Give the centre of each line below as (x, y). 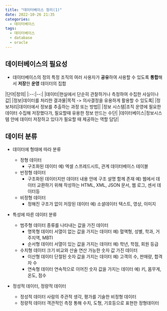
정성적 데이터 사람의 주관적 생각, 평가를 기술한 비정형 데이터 (78, 297)
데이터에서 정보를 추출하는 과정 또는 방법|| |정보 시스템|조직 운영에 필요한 (90, 106)
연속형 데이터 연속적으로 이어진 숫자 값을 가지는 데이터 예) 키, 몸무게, (94, 269)
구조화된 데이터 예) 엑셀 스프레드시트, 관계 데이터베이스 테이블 (88, 167)
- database (21, 38)
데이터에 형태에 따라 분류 (37, 149)
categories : (18, 19)
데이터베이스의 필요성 (36, 64)
